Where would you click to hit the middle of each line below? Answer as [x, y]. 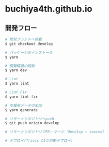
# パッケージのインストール [29, 52]
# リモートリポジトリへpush [30, 119]
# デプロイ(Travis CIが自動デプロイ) [39, 141]
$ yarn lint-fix [21, 97]
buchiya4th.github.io [49, 9]
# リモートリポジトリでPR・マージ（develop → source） [56, 132]
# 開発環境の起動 [20, 66]
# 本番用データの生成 [23, 105]
